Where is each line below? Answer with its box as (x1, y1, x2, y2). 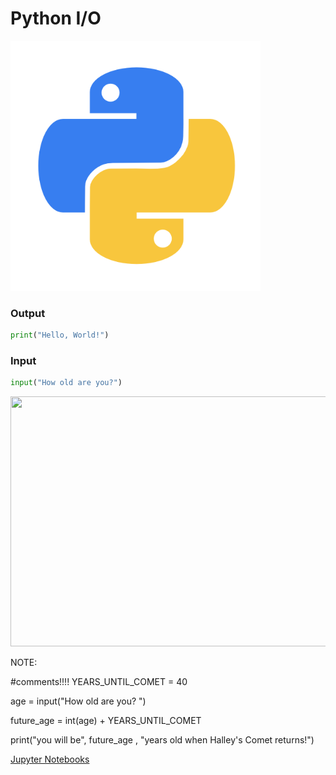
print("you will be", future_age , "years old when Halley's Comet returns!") (10, 734, 315, 746)
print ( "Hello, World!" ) (10, 330, 110, 341)
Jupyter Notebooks (10, 753, 90, 766)
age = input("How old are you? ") (10, 695, 147, 707)
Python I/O (10, 7, 102, 30)
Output (10, 306, 46, 320)
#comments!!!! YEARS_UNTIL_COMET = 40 (10, 676, 188, 688)
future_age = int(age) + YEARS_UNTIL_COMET (10, 715, 202, 727)
